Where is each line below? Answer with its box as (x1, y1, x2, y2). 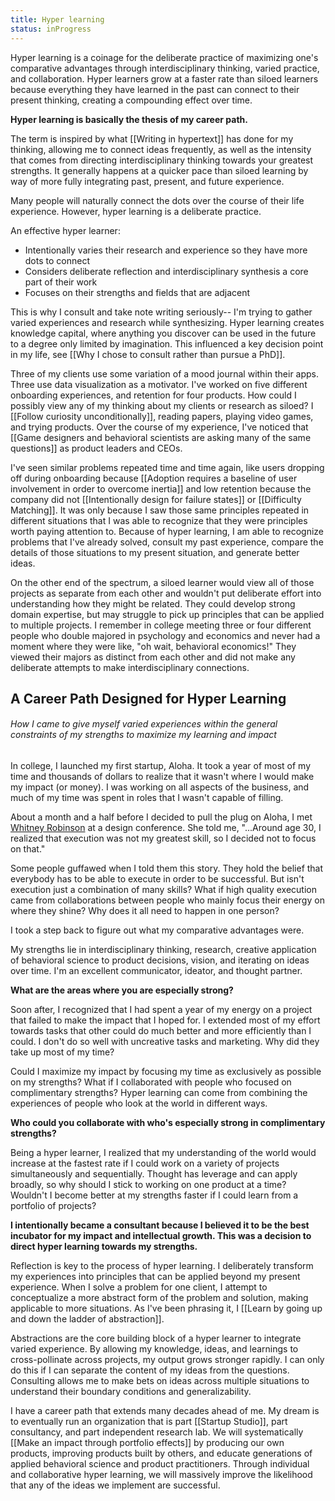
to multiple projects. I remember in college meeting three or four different (10, 619, 312, 631)
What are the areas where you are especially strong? (10, 984, 234, 996)
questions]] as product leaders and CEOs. (10, 442, 183, 454)
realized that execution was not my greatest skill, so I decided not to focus (10, 832, 317, 845)
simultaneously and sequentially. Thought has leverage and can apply (10, 1168, 298, 1180)
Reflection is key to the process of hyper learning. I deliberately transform (10, 1260, 314, 1272)
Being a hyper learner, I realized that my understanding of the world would (10, 1147, 317, 1159)
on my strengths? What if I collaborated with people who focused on (10, 1076, 292, 1088)
